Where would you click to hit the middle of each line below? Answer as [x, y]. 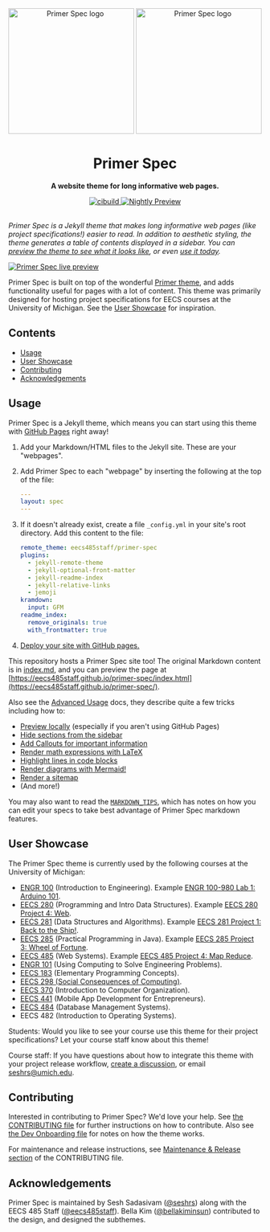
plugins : [35, 555]
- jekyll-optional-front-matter [82, 570]
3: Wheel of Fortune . [54, 947]
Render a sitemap [49, 777]
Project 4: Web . [46, 913]
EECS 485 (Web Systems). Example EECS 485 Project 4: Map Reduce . [136, 956]
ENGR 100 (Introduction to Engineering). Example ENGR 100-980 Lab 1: [137, 887]
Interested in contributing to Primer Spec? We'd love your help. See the [126, 1117]
